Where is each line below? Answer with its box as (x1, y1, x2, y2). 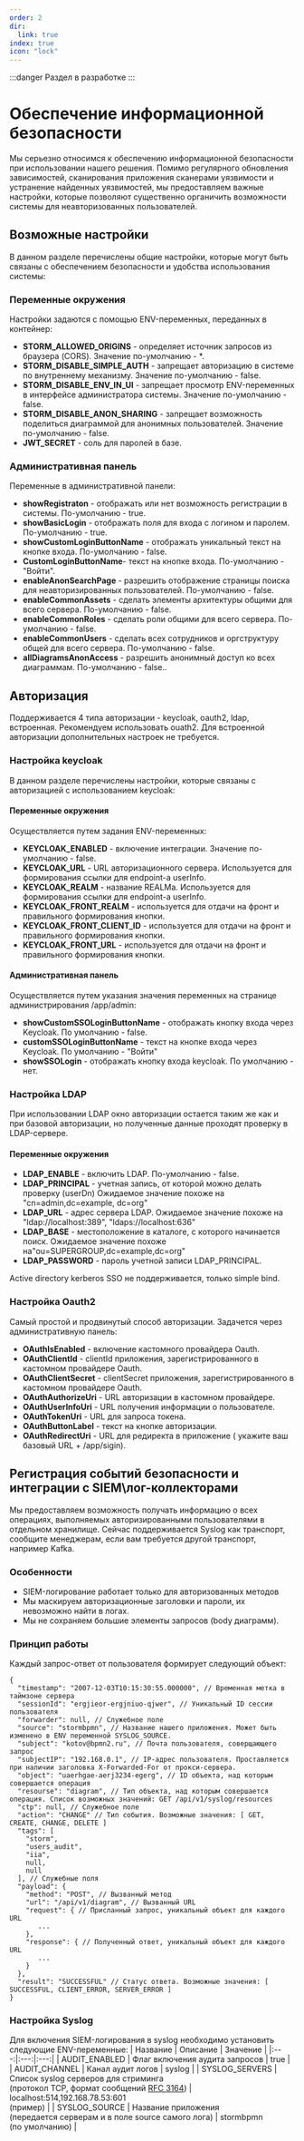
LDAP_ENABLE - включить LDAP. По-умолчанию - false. (22, 1169, 240, 1180)
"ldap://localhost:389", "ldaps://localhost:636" (22, 1217, 196, 1228)
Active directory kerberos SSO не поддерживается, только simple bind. (9, 1273, 280, 1284)
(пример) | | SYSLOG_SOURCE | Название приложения (9, 2102, 220, 2113)
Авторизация (9, 688, 89, 704)
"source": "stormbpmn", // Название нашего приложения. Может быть (17, 1724, 278, 1733)
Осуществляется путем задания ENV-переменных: (9, 825, 207, 836)
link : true (17, 30, 59, 39)
